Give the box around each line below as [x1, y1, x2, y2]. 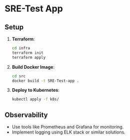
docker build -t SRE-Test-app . [11, 78, 79, 83]
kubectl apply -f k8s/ [11, 97, 59, 102]
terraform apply [11, 55, 46, 60]
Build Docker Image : [11, 64, 55, 70]
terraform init [11, 50, 44, 55]
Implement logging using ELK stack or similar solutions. [11, 129, 126, 135]
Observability [4, 111, 48, 119]
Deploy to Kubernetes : [11, 87, 60, 93]
